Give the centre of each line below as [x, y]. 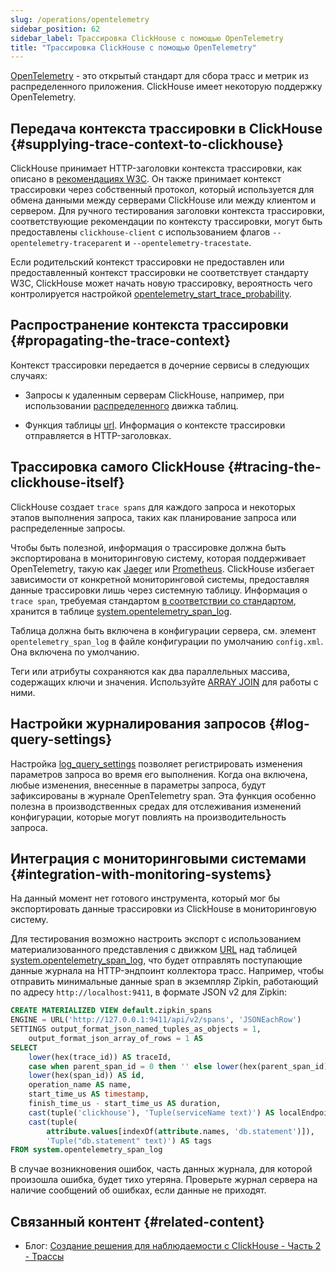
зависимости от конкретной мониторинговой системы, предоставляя [160, 579]
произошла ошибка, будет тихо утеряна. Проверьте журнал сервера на [164, 1180]
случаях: [29, 375]
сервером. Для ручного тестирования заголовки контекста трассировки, [167, 211]
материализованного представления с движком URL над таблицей [154, 950]
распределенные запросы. [68, 528]
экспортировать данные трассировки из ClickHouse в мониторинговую [163, 909]
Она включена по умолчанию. [75, 652]
